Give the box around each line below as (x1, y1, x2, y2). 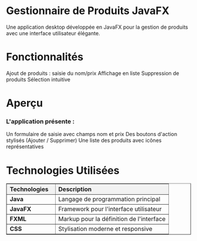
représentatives (6, 143, 44, 150)
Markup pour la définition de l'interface (58, 215, 166, 223)
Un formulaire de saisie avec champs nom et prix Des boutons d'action (6, 131, 178, 138)
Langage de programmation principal (58, 195, 161, 203)
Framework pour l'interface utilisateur (58, 205, 162, 213)
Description (58, 185, 92, 194)
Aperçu (6, 97, 43, 110)
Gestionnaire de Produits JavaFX (6, 4, 170, 18)
